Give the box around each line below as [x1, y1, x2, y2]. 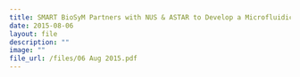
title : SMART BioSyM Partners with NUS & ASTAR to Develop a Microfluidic [9, 12, 294, 22]
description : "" [9, 37, 70, 47]
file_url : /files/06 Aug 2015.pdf [9, 54, 138, 63]
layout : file [9, 29, 58, 38]
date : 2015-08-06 [9, 21, 74, 30]
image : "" [9, 46, 46, 55]
